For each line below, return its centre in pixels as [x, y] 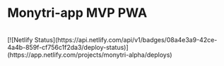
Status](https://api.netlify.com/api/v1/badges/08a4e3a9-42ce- [126, 39]
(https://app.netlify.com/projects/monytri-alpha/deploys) [90, 55]
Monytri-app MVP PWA [77, 13]
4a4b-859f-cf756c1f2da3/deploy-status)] [68, 47]
